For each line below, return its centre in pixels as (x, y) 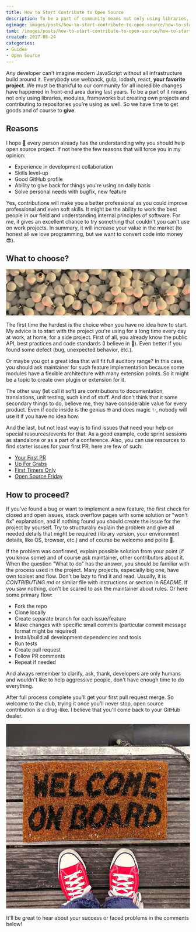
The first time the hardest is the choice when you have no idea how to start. (97, 325)
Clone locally (30, 612)
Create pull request (38, 650)
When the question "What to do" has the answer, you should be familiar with (98, 564)
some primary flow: (29, 595)
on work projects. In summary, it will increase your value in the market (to (94, 228)
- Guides (17, 50)
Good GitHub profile (38, 179)
